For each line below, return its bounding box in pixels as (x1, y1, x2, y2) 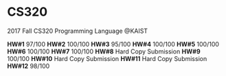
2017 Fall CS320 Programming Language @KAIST (7, 27, 148, 35)
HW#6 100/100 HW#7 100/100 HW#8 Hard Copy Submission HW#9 (7, 47, 201, 55)
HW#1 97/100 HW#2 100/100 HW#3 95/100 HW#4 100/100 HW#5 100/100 (7, 40, 220, 48)
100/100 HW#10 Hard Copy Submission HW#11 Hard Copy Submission (7, 54, 207, 62)
